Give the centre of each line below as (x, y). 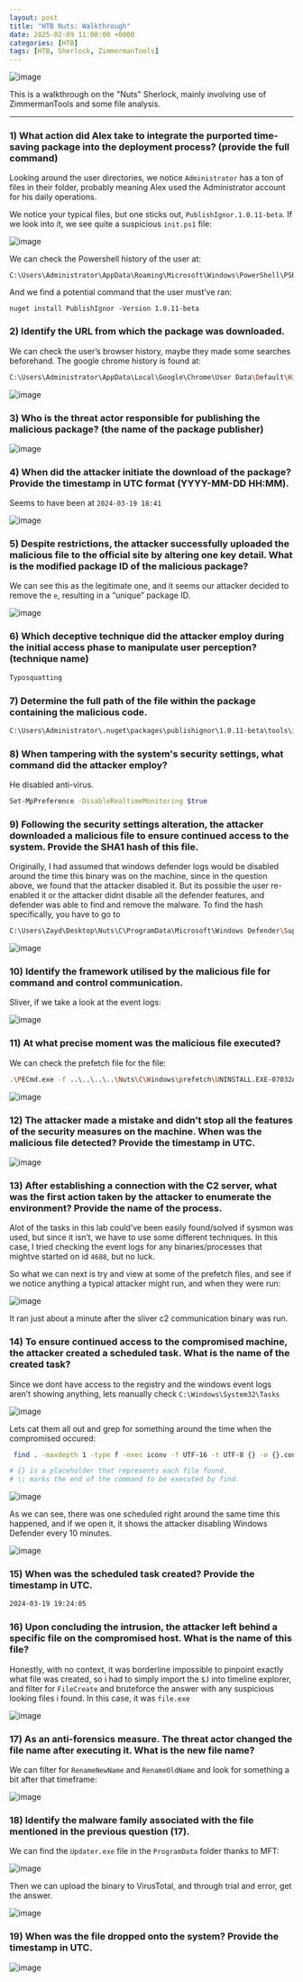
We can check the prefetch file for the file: (88, 1063)
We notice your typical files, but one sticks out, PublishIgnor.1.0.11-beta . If (151, 215)
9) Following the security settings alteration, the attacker (137, 824)
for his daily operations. (53, 197)
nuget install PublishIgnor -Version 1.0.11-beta (105, 309)
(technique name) (49, 659)
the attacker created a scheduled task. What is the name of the (150, 1353)
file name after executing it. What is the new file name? (132, 1750)
